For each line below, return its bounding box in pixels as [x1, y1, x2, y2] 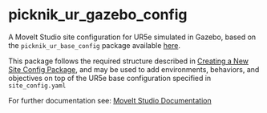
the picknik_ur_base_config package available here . [8, 40, 180, 50]
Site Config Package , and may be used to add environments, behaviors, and [8, 64, 260, 74]
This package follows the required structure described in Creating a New [8, 56, 249, 66]
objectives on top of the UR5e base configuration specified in [8, 73, 212, 83]
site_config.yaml [8, 82, 67, 90]
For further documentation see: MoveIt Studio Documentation [8, 95, 212, 105]
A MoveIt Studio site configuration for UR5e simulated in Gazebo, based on [8, 32, 257, 42]
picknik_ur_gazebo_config [8, 6, 188, 24]
